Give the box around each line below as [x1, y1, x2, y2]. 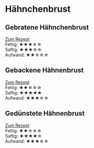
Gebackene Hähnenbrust [5, 66, 84, 74]
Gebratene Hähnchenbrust [5, 23, 89, 32]
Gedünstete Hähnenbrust [5, 110, 85, 118]
